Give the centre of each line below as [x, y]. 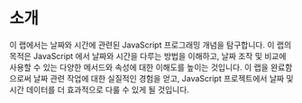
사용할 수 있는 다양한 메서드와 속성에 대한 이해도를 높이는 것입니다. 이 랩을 [139, 67]
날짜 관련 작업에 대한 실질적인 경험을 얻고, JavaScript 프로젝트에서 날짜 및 [163, 78]
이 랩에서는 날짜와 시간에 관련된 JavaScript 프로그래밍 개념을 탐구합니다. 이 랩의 [151, 45]
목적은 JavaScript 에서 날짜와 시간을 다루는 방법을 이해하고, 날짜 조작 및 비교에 [148, 56]
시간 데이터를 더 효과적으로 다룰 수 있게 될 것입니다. [99, 90]
